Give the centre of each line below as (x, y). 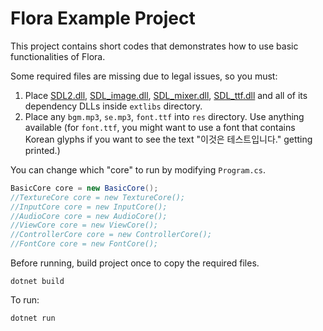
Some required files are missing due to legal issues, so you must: (144, 76)
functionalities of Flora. (58, 56)
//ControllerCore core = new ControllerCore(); (111, 235)
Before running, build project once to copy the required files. (135, 263)
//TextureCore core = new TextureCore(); (98, 197)
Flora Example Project (103, 18)
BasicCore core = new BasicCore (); (84, 188)
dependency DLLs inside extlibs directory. (113, 106)
